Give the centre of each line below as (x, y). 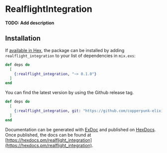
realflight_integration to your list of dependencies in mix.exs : (70, 55)
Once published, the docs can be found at (48, 135)
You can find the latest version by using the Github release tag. (70, 93)
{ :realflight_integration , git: (47, 111)
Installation (23, 38)
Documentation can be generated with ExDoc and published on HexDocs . (81, 129)
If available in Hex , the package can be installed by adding (65, 50)
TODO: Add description (30, 23)
